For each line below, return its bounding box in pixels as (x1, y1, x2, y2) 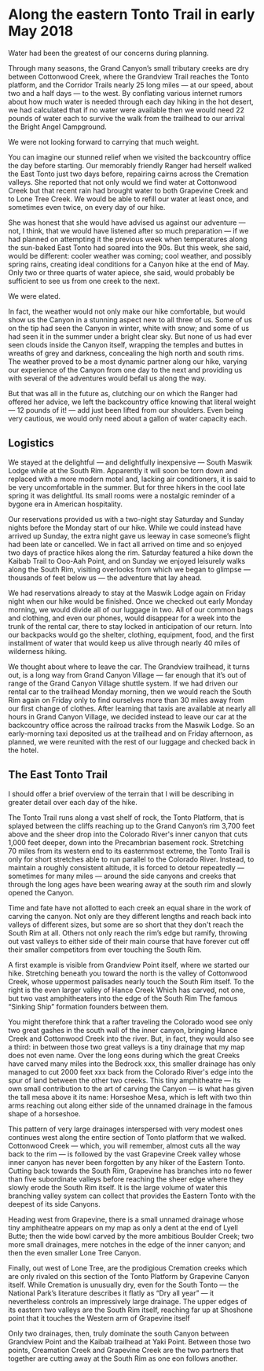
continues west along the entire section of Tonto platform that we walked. (8, 1132, 247, 1141)
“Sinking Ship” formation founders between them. (8, 1002, 169, 1011)
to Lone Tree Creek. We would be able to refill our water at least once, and (8, 194, 249, 204)
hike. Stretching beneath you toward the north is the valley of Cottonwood (8, 969, 247, 978)
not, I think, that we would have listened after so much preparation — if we (8, 226, 249, 235)
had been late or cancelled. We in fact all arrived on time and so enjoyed (8, 539, 242, 549)
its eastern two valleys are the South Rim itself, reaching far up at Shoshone (8, 1305, 254, 1314)
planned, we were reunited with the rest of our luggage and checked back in (8, 737, 255, 746)
